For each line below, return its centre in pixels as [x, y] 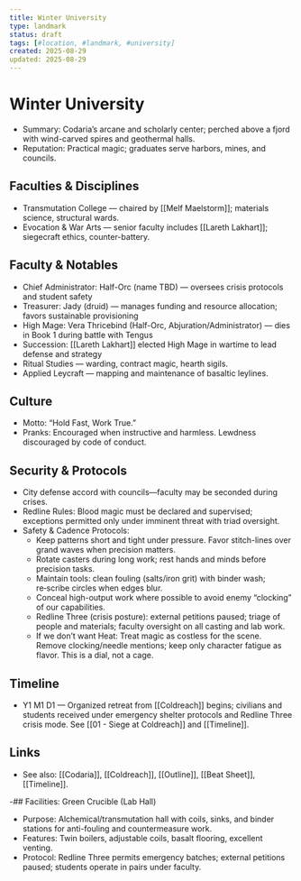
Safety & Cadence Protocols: [76, 531]
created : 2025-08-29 [48, 51]
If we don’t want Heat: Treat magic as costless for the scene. [149, 636]
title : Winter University [58, 18]
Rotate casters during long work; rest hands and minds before [151, 559]
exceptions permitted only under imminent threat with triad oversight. [151, 521]
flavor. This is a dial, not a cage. [95, 656]
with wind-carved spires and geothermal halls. [109, 138]
